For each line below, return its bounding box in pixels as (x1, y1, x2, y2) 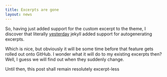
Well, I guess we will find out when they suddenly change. (5, 56, 125, 62)
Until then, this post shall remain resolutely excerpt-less (5, 66, 120, 72)
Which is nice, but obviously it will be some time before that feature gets (5, 46, 154, 52)
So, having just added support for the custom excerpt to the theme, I (5, 25, 146, 31)
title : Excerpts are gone (5, 7, 59, 12)
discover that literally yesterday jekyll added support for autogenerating (5, 31, 152, 37)
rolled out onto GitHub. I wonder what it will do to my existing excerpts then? (5, 51, 162, 57)
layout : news (5, 12, 32, 17)
